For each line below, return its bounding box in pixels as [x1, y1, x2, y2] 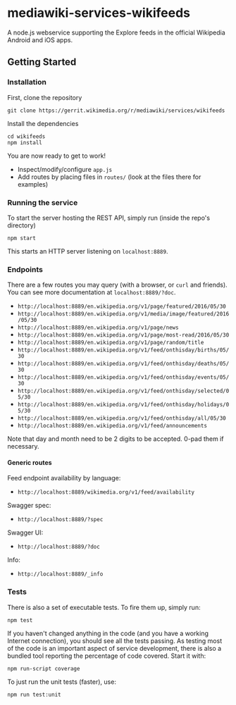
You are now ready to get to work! [7, 151, 106, 160]
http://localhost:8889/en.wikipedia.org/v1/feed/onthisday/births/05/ [17, 347, 230, 354]
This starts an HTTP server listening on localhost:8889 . [7, 247, 168, 255]
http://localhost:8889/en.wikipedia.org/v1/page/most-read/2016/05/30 [17, 332, 230, 339]
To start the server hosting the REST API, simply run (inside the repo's [7, 213, 210, 222]
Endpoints [7, 264, 44, 274]
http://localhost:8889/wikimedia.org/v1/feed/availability [17, 489, 195, 496]
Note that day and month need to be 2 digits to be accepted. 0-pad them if [7, 435, 224, 443]
